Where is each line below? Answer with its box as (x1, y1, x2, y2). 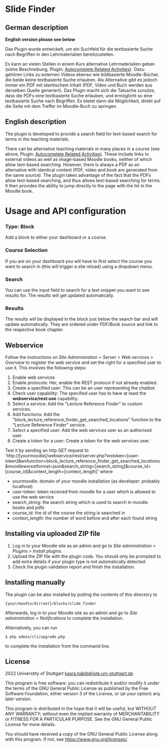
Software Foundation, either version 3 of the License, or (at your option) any (5, 691, 161, 697)
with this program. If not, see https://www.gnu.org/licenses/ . (5, 737, 128, 743)
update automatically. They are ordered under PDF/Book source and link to (5, 322, 158, 328)
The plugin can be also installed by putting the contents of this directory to (5, 591, 158, 597)
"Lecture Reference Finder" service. (12, 422, 86, 428)
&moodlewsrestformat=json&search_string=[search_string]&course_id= (5, 463, 151, 469)
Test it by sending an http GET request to (5, 447, 89, 453)
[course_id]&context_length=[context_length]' (5, 469, 99, 474)
